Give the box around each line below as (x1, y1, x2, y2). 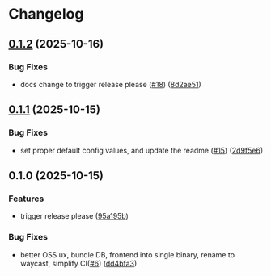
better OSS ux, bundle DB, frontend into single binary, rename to (19, 249, 235, 259)
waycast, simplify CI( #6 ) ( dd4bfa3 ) (19, 258, 138, 268)
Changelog (8, 5, 84, 23)
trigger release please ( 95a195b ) (19, 211, 129, 221)
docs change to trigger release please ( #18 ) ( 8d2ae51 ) (19, 79, 202, 89)
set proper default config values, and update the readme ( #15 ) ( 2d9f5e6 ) (19, 145, 264, 155)
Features (8, 193, 44, 204)
